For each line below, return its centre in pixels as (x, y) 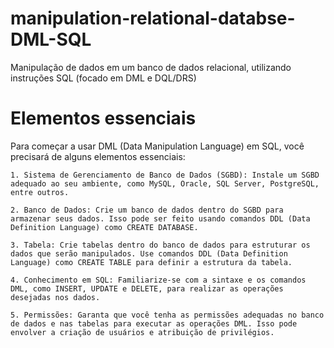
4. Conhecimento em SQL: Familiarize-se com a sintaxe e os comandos (158, 280)
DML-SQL (51, 39)
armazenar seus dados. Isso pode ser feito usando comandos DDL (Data (160, 218)
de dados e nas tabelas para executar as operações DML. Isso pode (154, 323)
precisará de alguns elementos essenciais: (98, 156)
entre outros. (40, 192)
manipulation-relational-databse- (153, 18)
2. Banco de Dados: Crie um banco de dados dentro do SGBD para (147, 210)
